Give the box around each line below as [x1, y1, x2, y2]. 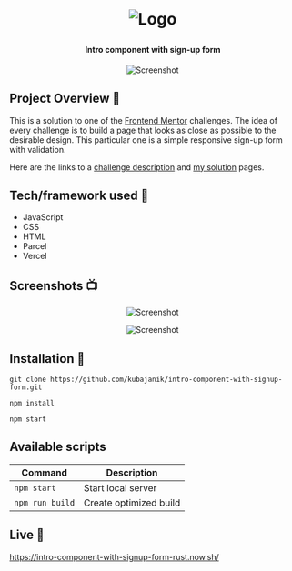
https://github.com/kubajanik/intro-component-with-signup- [49, 375, 283, 385]
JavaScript [22, 212, 64, 223]
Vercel [22, 251, 47, 262]
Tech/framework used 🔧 [9, 188, 149, 203]
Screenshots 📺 [9, 278, 98, 294]
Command [21, 466, 68, 478]
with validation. [9, 144, 66, 155]
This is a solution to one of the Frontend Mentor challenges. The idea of [9, 115, 278, 125]
